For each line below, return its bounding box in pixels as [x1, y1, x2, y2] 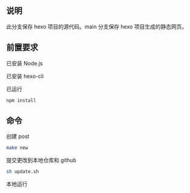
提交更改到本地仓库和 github [6, 157, 77, 164]
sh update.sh [6, 169, 39, 175]
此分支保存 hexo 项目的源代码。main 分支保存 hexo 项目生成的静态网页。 [6, 23, 188, 30]
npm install [6, 97, 36, 103]
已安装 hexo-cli [6, 72, 44, 80]
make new [6, 145, 28, 151]
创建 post [6, 132, 30, 140]
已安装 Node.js [6, 59, 43, 67]
